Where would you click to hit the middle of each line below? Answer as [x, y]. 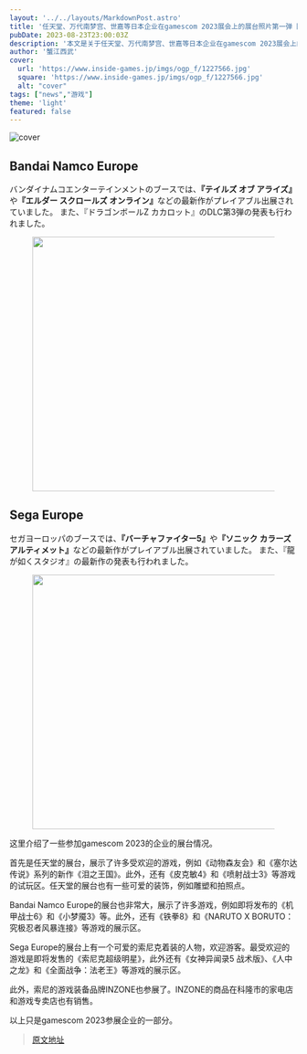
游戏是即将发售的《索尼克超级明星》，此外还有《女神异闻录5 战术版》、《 [143, 958]
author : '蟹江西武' [44, 52]
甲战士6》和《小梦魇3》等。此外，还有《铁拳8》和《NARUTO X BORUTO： [152, 916]
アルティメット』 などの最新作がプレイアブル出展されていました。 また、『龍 [152, 550]
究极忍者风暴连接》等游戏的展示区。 [78, 927]
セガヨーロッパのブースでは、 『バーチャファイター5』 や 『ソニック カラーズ [150, 538]
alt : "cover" [42, 86]
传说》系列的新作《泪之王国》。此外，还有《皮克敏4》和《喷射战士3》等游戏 [153, 874]
